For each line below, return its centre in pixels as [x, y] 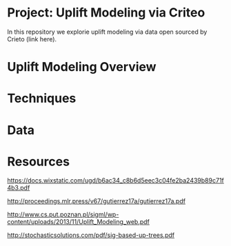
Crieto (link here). [32, 39]
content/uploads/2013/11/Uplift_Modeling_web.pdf [79, 222]
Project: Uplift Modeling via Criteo [106, 13]
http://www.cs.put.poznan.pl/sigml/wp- [63, 214]
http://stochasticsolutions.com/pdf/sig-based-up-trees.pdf [91, 235]
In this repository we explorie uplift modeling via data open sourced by [107, 32]
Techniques [42, 99]
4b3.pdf [19, 188]
